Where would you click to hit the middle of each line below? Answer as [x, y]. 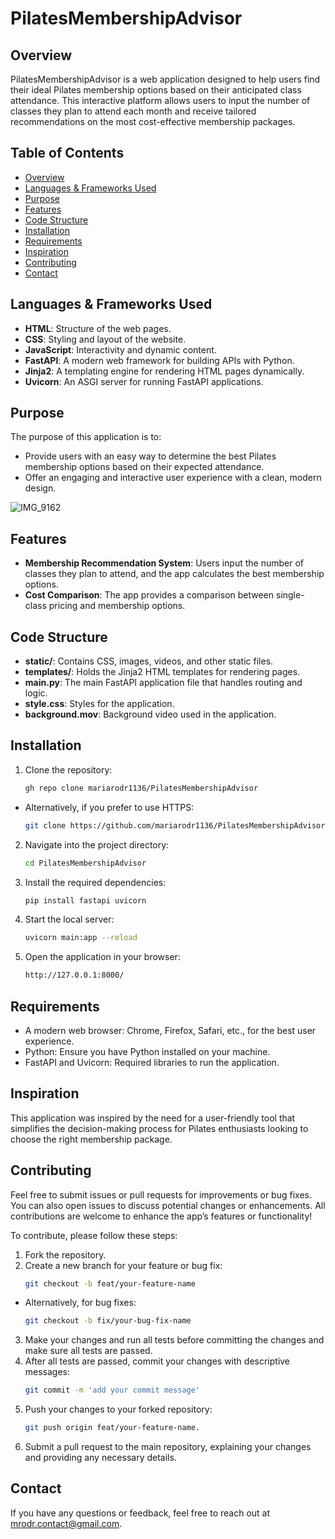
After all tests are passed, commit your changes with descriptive [157, 1361]
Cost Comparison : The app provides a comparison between [149, 595]
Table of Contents [67, 153]
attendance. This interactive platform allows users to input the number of [160, 100]
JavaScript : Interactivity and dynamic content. [120, 349]
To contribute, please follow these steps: [94, 1235]
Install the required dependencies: [95, 882]
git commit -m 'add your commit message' [112, 1390]
